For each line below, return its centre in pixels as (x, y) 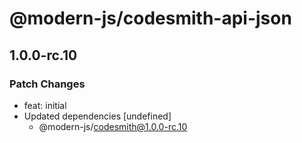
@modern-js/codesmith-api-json (150, 18)
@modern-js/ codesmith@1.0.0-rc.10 (113, 126)
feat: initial (45, 105)
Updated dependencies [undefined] (97, 116)
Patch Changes (47, 84)
